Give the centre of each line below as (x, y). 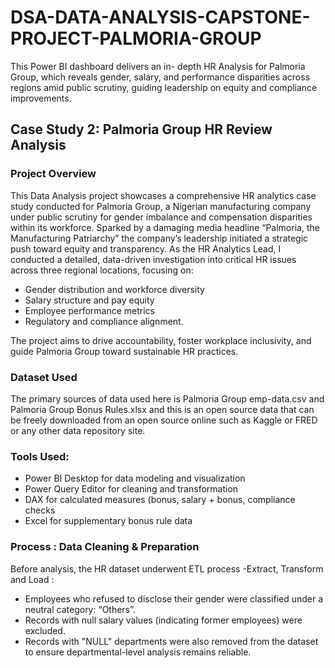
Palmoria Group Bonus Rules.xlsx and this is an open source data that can (162, 409)
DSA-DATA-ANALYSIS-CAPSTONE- (160, 17)
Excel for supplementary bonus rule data (108, 521)
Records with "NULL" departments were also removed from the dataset (171, 641)
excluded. (45, 630)
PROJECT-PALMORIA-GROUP (136, 38)
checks (40, 510)
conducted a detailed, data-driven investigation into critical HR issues (153, 259)
